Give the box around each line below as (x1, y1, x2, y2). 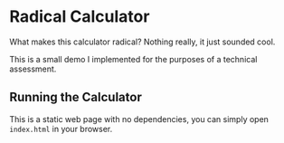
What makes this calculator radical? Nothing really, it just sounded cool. (9, 36, 276, 47)
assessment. (9, 63, 57, 74)
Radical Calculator (9, 6, 150, 27)
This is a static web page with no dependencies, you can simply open (9, 113, 270, 124)
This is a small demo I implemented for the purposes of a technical (9, 53, 258, 64)
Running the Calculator (9, 90, 142, 105)
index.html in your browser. (9, 123, 113, 134)
